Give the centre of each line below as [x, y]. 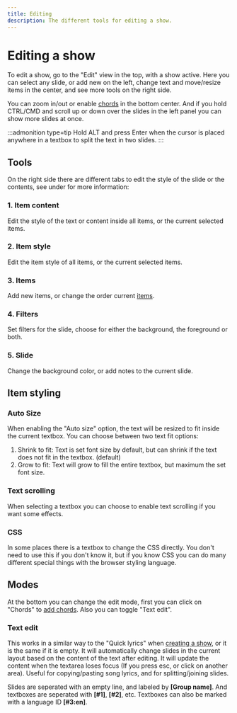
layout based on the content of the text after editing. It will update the [108, 658]
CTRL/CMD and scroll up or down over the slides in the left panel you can [114, 111]
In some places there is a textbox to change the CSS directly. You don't [111, 548]
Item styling [34, 393]
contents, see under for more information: [68, 187]
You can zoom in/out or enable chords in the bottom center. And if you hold [117, 104]
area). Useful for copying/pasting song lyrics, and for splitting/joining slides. [118, 673]
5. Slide [21, 355]
